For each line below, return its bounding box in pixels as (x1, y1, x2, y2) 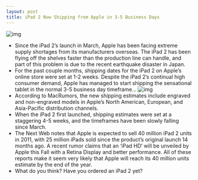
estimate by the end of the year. (14, 161, 93, 168)
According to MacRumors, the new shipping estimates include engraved (14, 92, 191, 99)
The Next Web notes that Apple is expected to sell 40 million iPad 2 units (14, 129, 192, 136)
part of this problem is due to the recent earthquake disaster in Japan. (14, 60, 186, 68)
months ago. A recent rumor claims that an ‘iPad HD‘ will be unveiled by (14, 142, 189, 149)
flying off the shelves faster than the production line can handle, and (14, 54, 181, 61)
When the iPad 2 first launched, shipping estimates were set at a (14, 110, 172, 118)
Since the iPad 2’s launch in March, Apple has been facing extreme (14, 42, 178, 49)
